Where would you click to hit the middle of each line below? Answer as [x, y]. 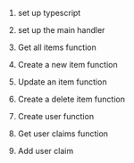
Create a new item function [67, 65]
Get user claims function [63, 134]
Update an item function [62, 82]
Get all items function [57, 47]
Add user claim [46, 151]
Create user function [56, 116]
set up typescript [49, 13]
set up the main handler [61, 30]
